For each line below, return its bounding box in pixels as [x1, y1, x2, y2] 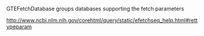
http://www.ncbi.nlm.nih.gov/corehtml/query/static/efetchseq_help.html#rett [6, 17, 198, 23]
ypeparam [6, 23, 32, 30]
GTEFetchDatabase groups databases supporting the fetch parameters [6, 5, 185, 12]
